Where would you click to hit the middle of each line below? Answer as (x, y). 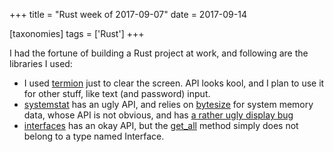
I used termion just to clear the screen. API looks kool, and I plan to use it (174, 83)
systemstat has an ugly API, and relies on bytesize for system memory (168, 104)
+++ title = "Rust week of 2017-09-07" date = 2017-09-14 (128, 14)
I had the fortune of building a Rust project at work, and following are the (159, 53)
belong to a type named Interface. (94, 136)
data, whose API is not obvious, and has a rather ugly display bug (158, 115)
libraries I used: (41, 63)
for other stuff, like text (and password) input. (117, 93)
